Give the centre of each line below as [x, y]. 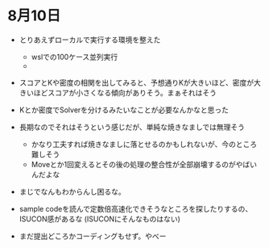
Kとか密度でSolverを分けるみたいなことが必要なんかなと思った [124, 110]
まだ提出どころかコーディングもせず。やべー [93, 236]
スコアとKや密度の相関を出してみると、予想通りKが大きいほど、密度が [137, 82]
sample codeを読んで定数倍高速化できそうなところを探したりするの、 [136, 208]
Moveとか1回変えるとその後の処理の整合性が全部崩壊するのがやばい [144, 164]
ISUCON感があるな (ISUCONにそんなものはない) [99, 219]
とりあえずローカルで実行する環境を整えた [90, 40]
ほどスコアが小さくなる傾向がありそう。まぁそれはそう [125, 92]
